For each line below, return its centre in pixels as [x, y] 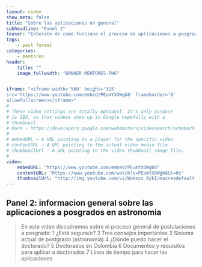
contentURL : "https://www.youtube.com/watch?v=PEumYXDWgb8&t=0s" [101, 173]
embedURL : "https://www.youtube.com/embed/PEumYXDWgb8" [89, 167]
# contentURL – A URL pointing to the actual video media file [87, 145]
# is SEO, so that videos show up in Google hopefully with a [86, 117]
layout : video [24, 12]
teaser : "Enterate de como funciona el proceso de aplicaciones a [91, 34]
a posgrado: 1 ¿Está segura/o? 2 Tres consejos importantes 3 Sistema [107, 233]
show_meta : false [28, 17]
